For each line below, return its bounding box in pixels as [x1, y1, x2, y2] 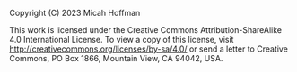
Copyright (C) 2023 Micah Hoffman [9, 8, 141, 18]
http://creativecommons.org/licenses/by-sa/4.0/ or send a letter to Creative [9, 44, 289, 54]
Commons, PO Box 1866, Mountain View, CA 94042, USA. [9, 53, 223, 63]
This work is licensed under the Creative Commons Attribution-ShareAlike [9, 25, 283, 35]
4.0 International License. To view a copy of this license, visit [9, 35, 234, 44]
